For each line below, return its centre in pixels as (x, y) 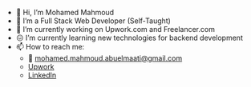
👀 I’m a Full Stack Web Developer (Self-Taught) (93, 21)
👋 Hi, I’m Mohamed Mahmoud (65, 12)
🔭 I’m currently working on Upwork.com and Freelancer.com (115, 29)
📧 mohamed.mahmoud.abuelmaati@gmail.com (105, 58)
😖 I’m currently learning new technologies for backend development (129, 38)
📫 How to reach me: (50, 47)
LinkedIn (42, 75)
